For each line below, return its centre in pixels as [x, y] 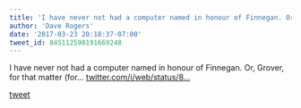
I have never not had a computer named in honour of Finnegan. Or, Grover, [147, 68]
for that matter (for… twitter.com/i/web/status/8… [100, 78]
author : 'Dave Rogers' [52, 26]
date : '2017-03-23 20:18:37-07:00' [76, 34]
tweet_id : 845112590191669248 [66, 42]
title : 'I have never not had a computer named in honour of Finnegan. [146, 17]
